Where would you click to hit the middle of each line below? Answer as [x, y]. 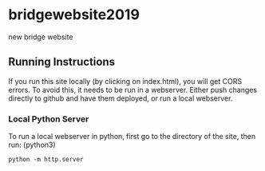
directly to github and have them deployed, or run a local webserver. [121, 98]
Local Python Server [49, 119]
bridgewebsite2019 [74, 15]
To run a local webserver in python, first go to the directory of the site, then [132, 137]
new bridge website [41, 37]
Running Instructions [62, 62]
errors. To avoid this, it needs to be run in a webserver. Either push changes [133, 89]
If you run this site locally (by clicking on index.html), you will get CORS [125, 81]
